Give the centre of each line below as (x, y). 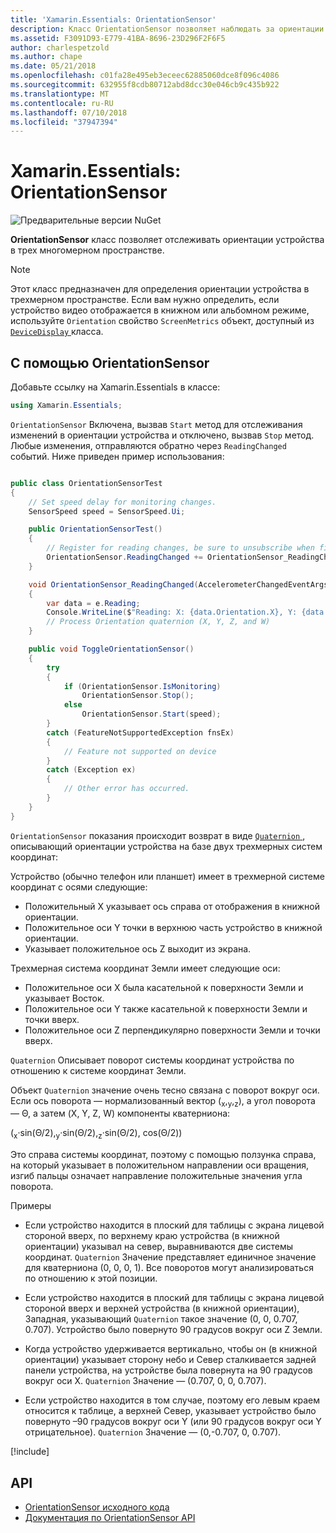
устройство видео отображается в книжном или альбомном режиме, (160, 310)
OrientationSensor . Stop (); (138, 696)
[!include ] (30, 1452)
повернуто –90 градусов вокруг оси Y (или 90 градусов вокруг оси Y (173, 1422)
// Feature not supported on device (140, 751)
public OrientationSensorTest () (95, 529)
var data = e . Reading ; (93, 603)
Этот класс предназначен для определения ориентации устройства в (160, 289)
